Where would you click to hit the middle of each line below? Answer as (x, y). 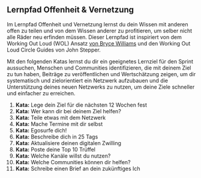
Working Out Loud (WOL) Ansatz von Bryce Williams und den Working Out (99, 43)
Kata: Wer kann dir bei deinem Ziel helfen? (68, 111)
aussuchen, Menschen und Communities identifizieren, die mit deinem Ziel (99, 68)
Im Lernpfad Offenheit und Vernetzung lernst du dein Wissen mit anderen (97, 24)
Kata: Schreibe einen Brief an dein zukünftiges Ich (78, 168)
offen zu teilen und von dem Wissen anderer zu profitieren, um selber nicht (100, 31)
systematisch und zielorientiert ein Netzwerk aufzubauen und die (88, 80)
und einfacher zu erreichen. (41, 93)
